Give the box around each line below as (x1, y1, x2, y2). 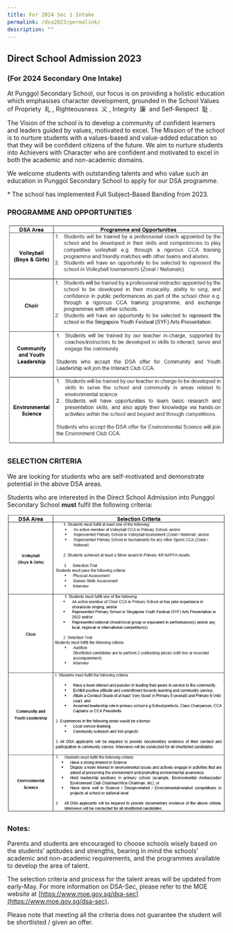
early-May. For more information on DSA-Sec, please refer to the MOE (7, 882, 208, 891)
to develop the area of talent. (7, 861, 90, 870)
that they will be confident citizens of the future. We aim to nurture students (7, 141, 223, 150)
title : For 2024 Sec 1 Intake (7, 11, 95, 18)
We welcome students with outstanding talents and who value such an (7, 169, 209, 177)
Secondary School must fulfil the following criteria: (7, 500, 153, 509)
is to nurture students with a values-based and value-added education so (7, 134, 217, 142)
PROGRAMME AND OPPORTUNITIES (7, 207, 132, 217)
